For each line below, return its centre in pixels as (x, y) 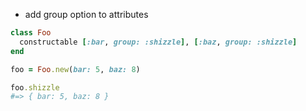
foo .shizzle (35, 87)
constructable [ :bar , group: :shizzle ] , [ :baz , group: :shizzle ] (158, 42)
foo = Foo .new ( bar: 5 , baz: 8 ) (75, 69)
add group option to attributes (86, 14)
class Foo (31, 33)
